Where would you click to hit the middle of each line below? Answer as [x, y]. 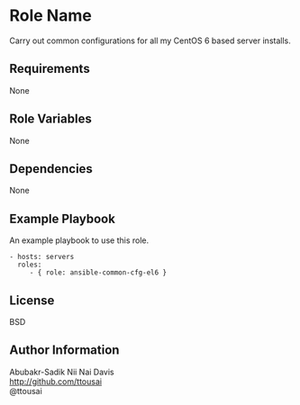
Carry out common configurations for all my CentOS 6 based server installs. [150, 40]
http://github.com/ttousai [55, 381]
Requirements [50, 69]
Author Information [64, 351]
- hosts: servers [42, 257]
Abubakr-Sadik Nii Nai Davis [62, 372]
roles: [30, 265]
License [32, 300]
